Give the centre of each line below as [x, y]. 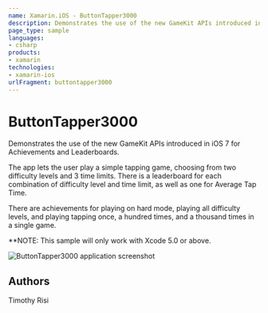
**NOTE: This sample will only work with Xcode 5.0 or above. [110, 241]
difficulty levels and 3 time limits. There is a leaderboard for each [115, 176]
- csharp [23, 45]
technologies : [32, 68]
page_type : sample [39, 30]
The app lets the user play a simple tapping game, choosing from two [122, 167]
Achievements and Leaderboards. [64, 152]
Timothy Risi [29, 300]
